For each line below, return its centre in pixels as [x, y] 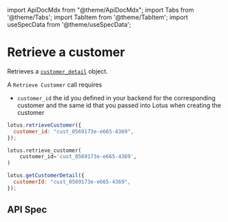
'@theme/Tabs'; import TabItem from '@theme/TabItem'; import [97, 17]
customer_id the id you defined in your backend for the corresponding [116, 98]
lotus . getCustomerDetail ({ [46, 176]
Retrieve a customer [66, 53]
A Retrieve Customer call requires [54, 85]
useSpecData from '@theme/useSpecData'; [69, 24]
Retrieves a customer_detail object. [58, 71]
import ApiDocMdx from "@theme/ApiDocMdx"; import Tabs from [101, 10]
